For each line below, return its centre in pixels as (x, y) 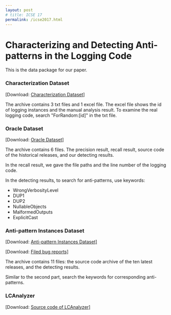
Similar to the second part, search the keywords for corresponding (76, 277)
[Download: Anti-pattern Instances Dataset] (51, 242)
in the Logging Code (88, 56)
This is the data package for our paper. (46, 70)
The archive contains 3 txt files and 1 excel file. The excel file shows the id (83, 104)
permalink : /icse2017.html (34, 19)
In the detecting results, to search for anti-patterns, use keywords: (75, 180)
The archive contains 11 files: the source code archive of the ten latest (79, 262)
